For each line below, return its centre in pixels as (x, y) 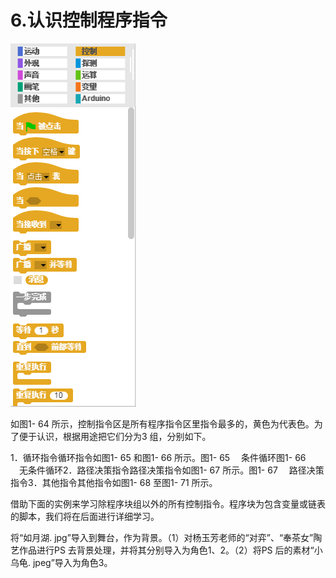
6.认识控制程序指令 (89, 20)
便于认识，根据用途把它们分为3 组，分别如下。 (115, 436)
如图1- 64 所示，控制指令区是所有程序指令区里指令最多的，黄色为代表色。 (162, 423)
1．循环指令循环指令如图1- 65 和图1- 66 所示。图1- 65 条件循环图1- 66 (158, 457)
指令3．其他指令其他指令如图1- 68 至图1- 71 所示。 (114, 482)
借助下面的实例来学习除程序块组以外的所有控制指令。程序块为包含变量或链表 (168, 503)
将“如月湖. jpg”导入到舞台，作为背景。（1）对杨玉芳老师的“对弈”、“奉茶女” (162, 537)
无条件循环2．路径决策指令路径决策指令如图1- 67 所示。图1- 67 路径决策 (171, 470)
